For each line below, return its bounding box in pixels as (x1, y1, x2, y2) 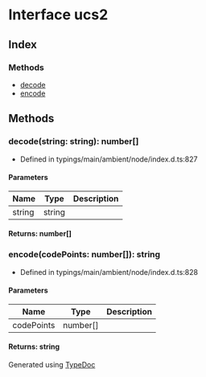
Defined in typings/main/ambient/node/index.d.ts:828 (19, 267, 199, 277)
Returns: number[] (8, 229, 72, 239)
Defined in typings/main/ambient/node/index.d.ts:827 (19, 154, 198, 164)
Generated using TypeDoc (8, 360, 96, 370)
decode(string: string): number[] (8, 136, 139, 147)
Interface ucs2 (8, 6, 109, 24)
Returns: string (8, 342, 60, 351)
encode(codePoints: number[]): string (8, 249, 161, 260)
